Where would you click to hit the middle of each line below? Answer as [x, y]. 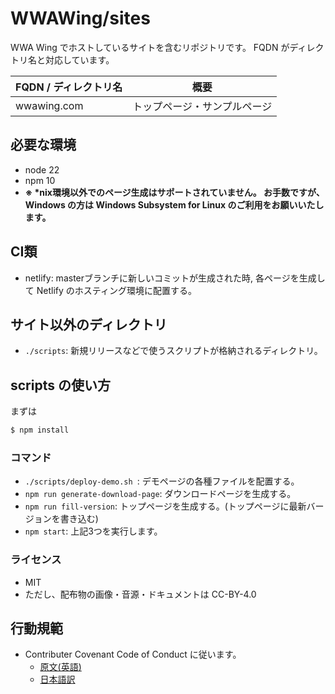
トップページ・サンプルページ [202, 106]
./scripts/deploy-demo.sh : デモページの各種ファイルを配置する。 [162, 481]
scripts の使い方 [60, 385]
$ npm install [40, 430]
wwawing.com [49, 105]
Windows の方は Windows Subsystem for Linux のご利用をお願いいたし [174, 204]
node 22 [42, 169]
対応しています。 [79, 59]
